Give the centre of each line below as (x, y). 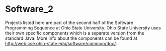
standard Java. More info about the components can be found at (71, 38)
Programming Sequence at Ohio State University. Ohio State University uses (83, 27)
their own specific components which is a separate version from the (75, 33)
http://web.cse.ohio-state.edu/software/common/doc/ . (61, 43)
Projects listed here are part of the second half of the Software (69, 23)
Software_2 (29, 9)
